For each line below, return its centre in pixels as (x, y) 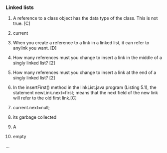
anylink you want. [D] (35, 48)
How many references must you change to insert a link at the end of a (84, 73)
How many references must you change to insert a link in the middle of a (87, 58)
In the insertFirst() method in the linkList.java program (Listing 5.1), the (84, 87)
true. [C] (21, 23)
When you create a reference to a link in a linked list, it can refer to (81, 43)
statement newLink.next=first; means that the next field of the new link (85, 93)
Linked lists (20, 7)
